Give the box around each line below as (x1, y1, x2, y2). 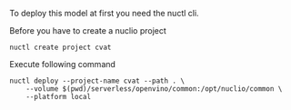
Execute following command (9, 59, 116, 69)
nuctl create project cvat (9, 43, 112, 52)
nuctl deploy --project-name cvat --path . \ (9, 76, 185, 85)
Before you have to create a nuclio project (9, 25, 166, 35)
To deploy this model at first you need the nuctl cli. (9, 8, 199, 18)
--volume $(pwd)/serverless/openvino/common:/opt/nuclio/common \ (25, 85, 283, 94)
